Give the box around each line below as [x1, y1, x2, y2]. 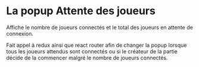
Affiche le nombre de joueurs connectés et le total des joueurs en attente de [6, 24, 194, 31]
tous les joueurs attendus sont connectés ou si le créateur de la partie [6, 47, 178, 55]
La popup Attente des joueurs [6, 4, 156, 18]
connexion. [6, 30, 34, 37]
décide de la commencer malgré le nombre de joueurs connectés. [6, 54, 168, 61]
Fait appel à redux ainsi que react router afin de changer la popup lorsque [6, 42, 187, 49]
